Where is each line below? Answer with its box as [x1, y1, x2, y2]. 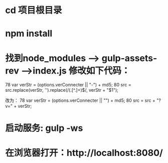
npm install [5, 28, 53, 39]
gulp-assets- [101, 52, 157, 64]
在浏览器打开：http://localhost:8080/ [5, 147, 163, 158]
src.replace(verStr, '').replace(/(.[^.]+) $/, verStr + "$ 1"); [5, 87, 119, 93]
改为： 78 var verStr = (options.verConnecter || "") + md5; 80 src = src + [5, 97, 155, 103]
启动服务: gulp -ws [5, 122, 83, 133]
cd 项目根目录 [5, 5, 62, 16]
